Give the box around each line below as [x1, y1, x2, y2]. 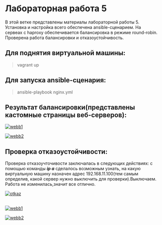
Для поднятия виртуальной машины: [5, 49, 126, 57]
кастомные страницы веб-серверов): [5, 111, 127, 119]
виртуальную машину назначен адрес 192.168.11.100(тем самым [5, 171, 139, 177]
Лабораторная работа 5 [5, 3, 107, 14]
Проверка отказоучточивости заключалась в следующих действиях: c [5, 160, 153, 166]
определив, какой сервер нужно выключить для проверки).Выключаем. [5, 176, 157, 182]
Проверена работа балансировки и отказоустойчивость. [5, 35, 124, 41]
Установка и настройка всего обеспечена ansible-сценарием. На [5, 24, 142, 30]
